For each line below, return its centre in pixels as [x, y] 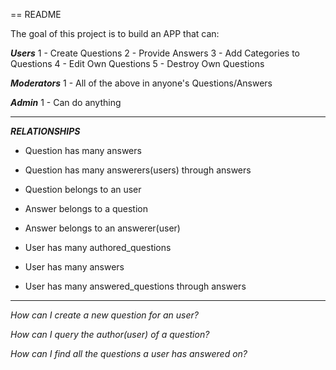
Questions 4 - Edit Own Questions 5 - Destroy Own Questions [137, 63]
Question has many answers [83, 150]
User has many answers [74, 267]
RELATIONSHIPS [45, 131]
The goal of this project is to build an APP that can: [115, 33]
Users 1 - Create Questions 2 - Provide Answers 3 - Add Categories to [155, 53]
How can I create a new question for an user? [104, 315]
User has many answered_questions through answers [135, 286]
